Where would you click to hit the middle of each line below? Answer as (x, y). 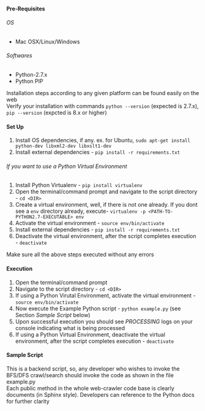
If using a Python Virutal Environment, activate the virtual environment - (105, 295)
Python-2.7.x (31, 75)
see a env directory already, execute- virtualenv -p (80, 211)
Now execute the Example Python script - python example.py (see (98, 308)
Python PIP (29, 81)
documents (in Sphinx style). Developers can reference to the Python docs (100, 394)
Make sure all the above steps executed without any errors (80, 255)
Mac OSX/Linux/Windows (47, 41)
